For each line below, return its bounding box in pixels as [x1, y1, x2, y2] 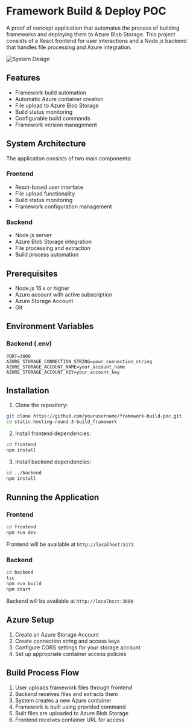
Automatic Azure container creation [14, 95, 104, 102]
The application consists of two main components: [6, 154, 132, 162]
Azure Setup [6, 615, 54, 625]
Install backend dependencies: [14, 458, 92, 465]
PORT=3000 [6, 353, 31, 359]
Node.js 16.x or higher [14, 284, 70, 292]
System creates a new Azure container [14, 697, 112, 704]
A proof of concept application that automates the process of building [6, 24, 180, 31]
